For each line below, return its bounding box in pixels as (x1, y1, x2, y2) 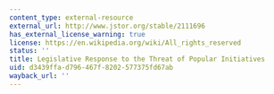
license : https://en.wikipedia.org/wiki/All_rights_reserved (9, 38, 242, 47)
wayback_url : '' (9, 72, 70, 81)
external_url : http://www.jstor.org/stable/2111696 (9, 21, 205, 30)
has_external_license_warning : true (9, 30, 145, 38)
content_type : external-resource (9, 13, 134, 22)
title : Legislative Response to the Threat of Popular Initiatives (9, 55, 266, 64)
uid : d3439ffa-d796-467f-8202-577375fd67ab (9, 64, 174, 73)
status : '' (9, 47, 50, 56)
